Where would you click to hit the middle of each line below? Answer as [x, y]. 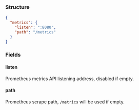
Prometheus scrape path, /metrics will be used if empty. [65, 102]
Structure [17, 7]
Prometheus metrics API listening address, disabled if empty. [70, 79]
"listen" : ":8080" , [35, 27]
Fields [13, 55]
